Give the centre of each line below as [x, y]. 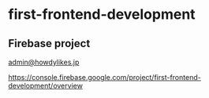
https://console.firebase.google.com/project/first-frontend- [104, 77]
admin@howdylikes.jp [44, 62]
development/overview [45, 85]
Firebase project [49, 44]
